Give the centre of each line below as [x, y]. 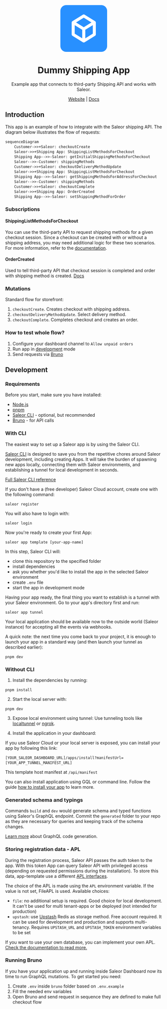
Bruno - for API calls [33, 420]
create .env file [28, 582]
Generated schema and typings [44, 800]
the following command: [30, 494]
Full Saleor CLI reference [31, 479]
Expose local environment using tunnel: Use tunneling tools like [77, 718]
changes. [15, 827]
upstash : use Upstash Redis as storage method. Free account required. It [87, 916]
